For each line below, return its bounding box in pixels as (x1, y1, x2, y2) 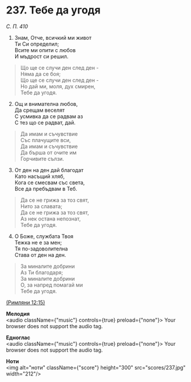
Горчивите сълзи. (20, 155, 64, 162)
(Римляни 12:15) (6, 299, 45, 306)
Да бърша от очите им (20, 149, 77, 156)
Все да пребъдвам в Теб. (14, 185, 77, 192)
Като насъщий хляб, (14, 173, 65, 180)
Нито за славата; (20, 202, 63, 209)
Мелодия (6, 310, 30, 317)
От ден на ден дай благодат (14, 166, 84, 173)
